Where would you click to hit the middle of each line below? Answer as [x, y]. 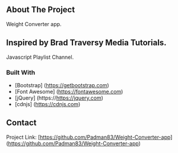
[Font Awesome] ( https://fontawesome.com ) [69, 91]
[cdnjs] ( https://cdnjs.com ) [47, 104]
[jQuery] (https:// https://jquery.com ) [59, 98]
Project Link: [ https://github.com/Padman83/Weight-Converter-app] [89, 137]
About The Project [41, 10]
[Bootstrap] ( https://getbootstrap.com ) [62, 85]
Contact [21, 123]
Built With [21, 72]
